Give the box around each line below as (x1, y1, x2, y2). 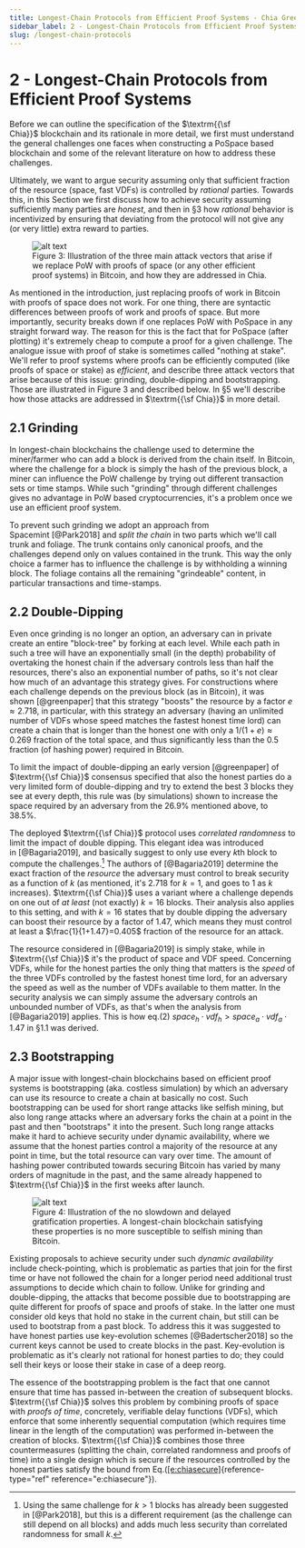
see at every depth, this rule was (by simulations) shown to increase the (9, 790, 279, 801)
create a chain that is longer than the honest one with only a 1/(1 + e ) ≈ (9, 724, 273, 735)
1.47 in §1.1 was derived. (9, 1023, 99, 1034)
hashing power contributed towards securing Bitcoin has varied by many (9, 1160, 281, 1171)
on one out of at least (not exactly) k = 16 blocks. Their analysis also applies (9, 896, 295, 907)
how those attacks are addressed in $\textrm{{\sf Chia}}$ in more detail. (9, 394, 280, 404)
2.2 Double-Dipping (9, 604, 124, 619)
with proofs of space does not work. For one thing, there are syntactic (9, 297, 271, 308)
